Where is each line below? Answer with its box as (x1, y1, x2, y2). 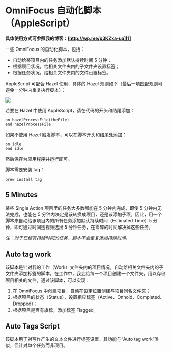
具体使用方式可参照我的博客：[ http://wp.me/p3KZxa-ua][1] (5, 35, 131, 41)
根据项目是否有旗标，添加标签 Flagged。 (12, 307, 98, 313)
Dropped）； (12, 300, 38, 307)
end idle (5, 146, 24, 151)
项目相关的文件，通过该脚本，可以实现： (5, 276, 90, 283)
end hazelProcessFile (5, 122, 51, 127)
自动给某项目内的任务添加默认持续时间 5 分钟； (12, 57, 112, 63)
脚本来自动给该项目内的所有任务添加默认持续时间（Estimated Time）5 (5, 217, 152, 223)
